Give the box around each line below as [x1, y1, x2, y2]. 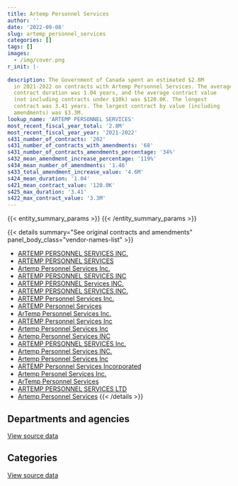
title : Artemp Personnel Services [7, 10, 110, 18]
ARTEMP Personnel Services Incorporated [17, 362, 142, 371]
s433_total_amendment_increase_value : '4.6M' [7, 168, 144, 176]
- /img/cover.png [13, 57, 65, 64]
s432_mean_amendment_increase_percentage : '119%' [7, 155, 157, 163]
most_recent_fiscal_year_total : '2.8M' [7, 122, 125, 130]
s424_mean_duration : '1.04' [7, 175, 91, 182]
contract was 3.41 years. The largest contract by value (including [13, 103, 220, 110]
